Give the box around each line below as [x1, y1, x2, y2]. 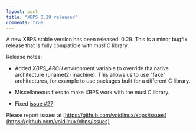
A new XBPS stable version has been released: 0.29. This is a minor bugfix [6, 36, 188, 43]
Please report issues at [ [6, 112, 66, 119]
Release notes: [6, 54, 43, 61]
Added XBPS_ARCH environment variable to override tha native [14, 65, 169, 72]
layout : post [6, 8, 38, 15]
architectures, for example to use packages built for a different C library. [14, 77, 191, 84]
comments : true [6, 19, 44, 25]
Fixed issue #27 [14, 100, 54, 107]
